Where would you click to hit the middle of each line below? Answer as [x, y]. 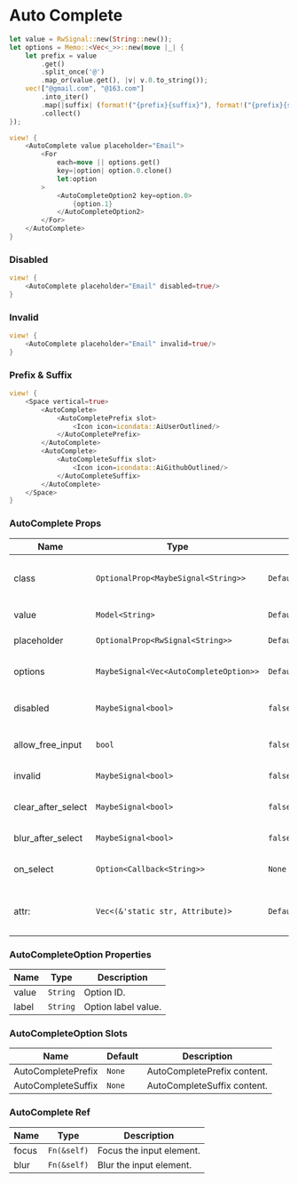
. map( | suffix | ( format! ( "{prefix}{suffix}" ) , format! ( [145, 105]
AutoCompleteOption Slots [69, 1033]
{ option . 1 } [93, 204]
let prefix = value [61, 56]
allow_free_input [48, 744]
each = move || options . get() [109, 163]
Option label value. [123, 1006]
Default [122, 1056]
